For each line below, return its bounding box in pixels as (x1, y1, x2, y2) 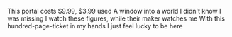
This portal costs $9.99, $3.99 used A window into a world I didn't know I (7, 7, 221, 15)
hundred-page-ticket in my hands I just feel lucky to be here (7, 22, 183, 30)
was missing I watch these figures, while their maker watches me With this (7, 14, 226, 23)
